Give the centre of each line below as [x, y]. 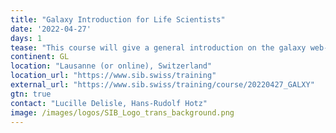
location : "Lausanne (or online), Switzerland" [111, 66]
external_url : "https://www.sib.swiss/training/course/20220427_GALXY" [162, 85]
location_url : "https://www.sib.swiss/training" [113, 76]
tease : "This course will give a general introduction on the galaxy [158, 47]
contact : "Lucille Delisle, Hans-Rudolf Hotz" [109, 103]
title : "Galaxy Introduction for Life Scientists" [118, 19]
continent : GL [40, 57]
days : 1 [26, 38]
